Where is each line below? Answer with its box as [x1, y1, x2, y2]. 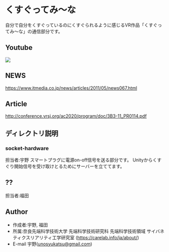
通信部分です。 [31, 28, 63, 34]
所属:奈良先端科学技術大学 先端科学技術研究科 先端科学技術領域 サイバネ [12, 228, 165, 234]
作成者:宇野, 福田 [12, 221, 48, 228]
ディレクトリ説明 [5, 129, 58, 137]
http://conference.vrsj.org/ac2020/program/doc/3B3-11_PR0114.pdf [5, 113, 147, 119]
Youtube [5, 43, 33, 52]
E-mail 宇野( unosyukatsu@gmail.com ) [12, 241, 92, 247]
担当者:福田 [5, 192, 29, 199]
